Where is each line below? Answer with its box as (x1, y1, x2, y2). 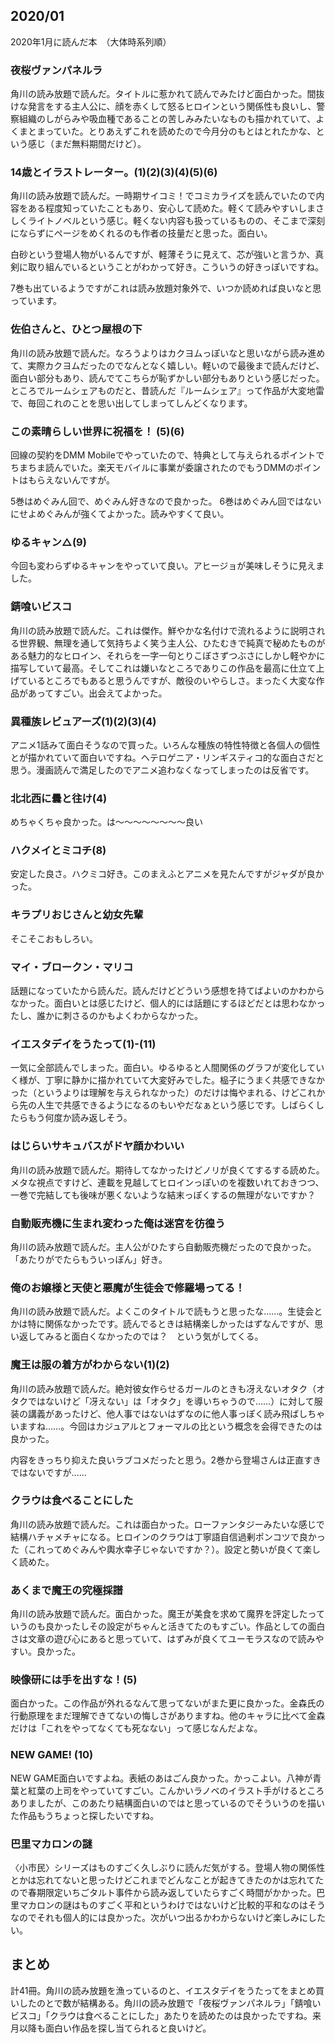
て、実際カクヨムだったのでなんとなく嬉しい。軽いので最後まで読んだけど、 (10, 359, 325, 371)
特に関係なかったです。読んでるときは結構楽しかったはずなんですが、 (27, 1318, 315, 1330)
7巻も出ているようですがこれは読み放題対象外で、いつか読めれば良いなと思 (10, 282, 322, 294)
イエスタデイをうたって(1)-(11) (10, 1037, 157, 1051)
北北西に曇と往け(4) (10, 791, 108, 805)
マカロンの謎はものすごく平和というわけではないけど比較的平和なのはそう (18, 1899, 326, 1911)
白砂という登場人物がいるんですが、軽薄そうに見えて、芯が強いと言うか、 (10, 249, 316, 261)
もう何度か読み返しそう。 (27, 1112, 133, 1124)
